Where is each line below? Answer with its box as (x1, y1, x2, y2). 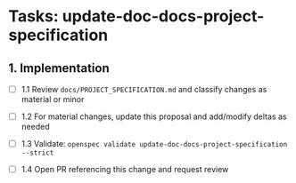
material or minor (21, 94, 85, 105)
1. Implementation (8, 60, 110, 76)
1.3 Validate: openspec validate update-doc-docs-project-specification (21, 139, 288, 149)
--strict (21, 148, 54, 157)
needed (21, 122, 50, 132)
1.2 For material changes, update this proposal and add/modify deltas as (21, 111, 287, 122)
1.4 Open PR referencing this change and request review (21, 164, 229, 175)
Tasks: (8, 6, 59, 27)
